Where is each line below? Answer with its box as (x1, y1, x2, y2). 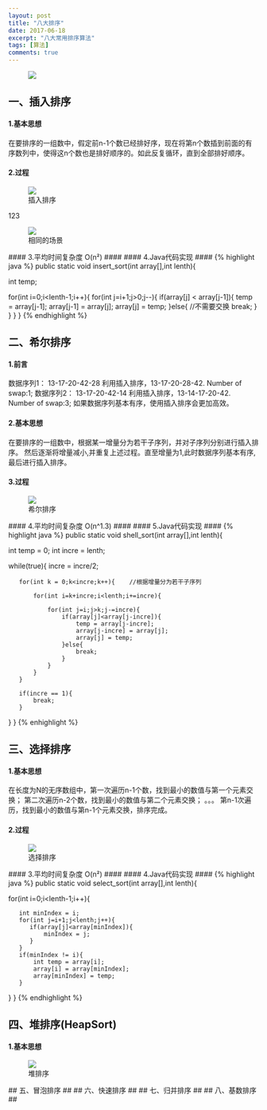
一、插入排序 (8, 95, 72, 108)
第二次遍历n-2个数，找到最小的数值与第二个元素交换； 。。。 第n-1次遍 (23, 795, 252, 805)
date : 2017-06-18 (8, 26, 66, 34)
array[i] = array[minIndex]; (33, 965, 130, 973)
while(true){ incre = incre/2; (8, 561, 99, 571)
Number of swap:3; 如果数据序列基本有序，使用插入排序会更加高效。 (8, 398, 234, 408)
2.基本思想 (8, 418, 44, 427)
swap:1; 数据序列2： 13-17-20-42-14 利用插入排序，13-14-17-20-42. (8, 388, 231, 398)
